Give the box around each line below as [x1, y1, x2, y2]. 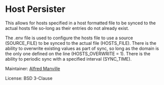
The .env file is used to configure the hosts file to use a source [5, 35, 133, 41]
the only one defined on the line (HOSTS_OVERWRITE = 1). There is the [5, 51, 151, 57]
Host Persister [5, 3, 66, 15]
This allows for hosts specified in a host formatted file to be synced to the [5, 20, 156, 26]
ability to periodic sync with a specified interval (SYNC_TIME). [5, 56, 132, 62]
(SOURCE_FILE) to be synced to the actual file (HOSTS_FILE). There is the [5, 40, 157, 46]
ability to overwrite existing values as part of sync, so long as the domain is [5, 45, 159, 51]
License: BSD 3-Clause [5, 75, 53, 81]
